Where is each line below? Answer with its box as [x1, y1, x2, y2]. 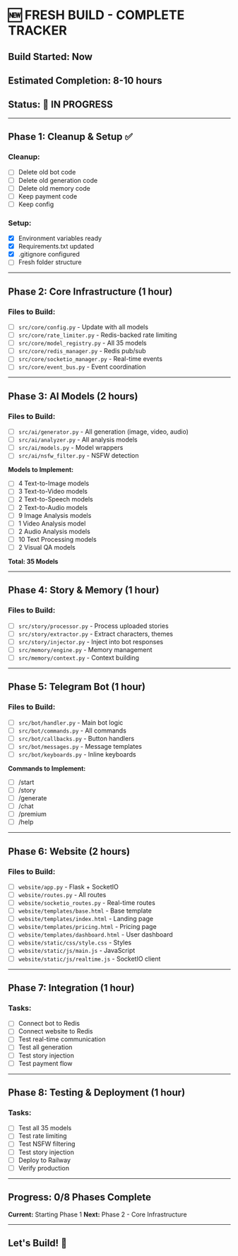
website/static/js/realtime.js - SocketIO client [18, 954, 161, 963]
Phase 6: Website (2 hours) [8, 845, 131, 858]
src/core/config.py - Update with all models [18, 323, 149, 331]
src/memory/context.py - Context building [18, 653, 140, 662]
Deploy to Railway [18, 1156, 71, 1164]
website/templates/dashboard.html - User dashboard [18, 930, 174, 939]
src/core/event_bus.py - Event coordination [18, 362, 146, 371]
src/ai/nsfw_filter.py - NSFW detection [18, 451, 139, 460]
